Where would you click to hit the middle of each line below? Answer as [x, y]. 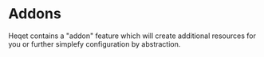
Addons [35, 14]
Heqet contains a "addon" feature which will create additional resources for [132, 36]
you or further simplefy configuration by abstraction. [95, 44]
